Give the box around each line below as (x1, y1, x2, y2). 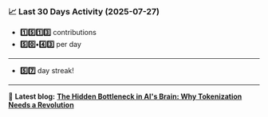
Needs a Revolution (8, 100, 74, 110)
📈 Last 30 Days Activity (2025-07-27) (8, 6, 160, 17)
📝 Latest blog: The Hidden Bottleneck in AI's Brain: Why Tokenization (8, 92, 242, 101)
